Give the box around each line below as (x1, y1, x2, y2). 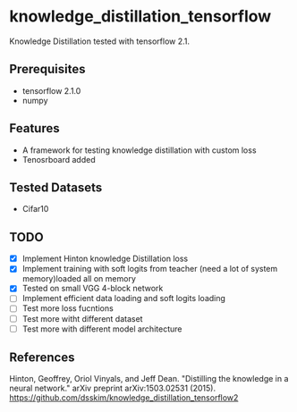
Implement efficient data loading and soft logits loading (21, 293, 226, 304)
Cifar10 (21, 204, 49, 214)
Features (9, 121, 60, 136)
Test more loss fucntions (21, 303, 114, 314)
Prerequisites (9, 62, 86, 77)
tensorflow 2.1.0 (21, 85, 81, 96)
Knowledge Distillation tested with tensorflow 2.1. (9, 36, 191, 46)
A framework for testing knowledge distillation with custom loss (21, 145, 257, 156)
